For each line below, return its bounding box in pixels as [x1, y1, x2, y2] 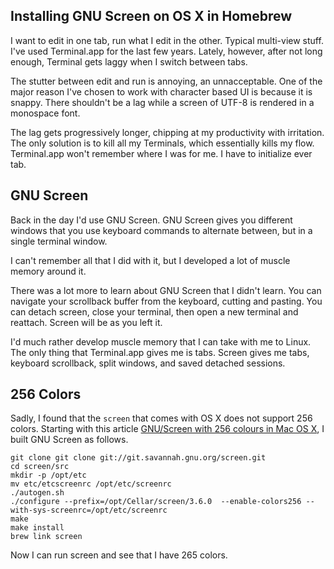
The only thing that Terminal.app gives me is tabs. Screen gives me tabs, [10, 346, 310, 358]
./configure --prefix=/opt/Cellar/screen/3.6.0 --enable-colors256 [10, 497, 302, 507]
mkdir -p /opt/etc [10, 470, 87, 481]
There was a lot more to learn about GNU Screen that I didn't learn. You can [10, 284, 322, 296]
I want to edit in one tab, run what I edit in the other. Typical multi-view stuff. [10, 34, 324, 46]
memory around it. [10, 265, 87, 277]
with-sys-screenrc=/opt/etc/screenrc [10, 505, 168, 516]
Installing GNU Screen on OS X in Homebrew [10, 8, 293, 25]
